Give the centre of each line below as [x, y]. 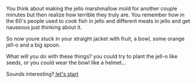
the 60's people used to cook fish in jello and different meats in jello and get [98, 21]
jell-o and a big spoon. [33, 45]
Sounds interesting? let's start [42, 74]
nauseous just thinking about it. [44, 27]
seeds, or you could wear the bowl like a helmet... [66, 62]
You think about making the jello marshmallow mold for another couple [92, 9]
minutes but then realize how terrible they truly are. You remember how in [95, 15]
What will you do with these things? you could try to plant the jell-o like [92, 56]
